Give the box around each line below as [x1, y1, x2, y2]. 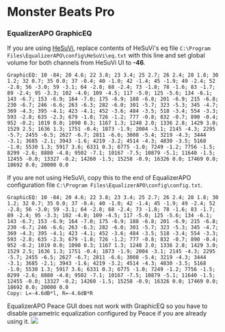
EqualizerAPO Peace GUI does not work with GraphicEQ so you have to [7, 302, 208, 310]
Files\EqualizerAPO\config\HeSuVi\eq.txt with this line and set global [7, 51, 205, 60]
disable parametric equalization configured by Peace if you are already [7, 309, 207, 318]
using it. [7, 318, 29, 326]
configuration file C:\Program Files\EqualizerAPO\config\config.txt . [7, 181, 203, 189]
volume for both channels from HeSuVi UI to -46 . [7, 59, 146, 67]
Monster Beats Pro [7, 4, 115, 20]
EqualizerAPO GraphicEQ [7, 29, 92, 38]
